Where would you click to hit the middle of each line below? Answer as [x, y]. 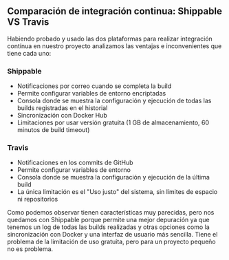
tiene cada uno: [29, 53]
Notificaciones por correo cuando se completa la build [94, 86]
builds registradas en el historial [62, 108]
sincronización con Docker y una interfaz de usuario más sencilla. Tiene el [112, 235]
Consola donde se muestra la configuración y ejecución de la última [113, 177]
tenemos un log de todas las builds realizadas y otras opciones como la [108, 227]
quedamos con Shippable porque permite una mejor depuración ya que [108, 220]
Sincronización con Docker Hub [62, 116]
